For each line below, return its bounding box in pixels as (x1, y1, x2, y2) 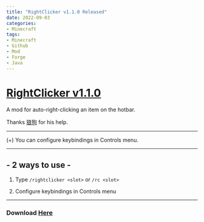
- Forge (6, 54, 26, 60)
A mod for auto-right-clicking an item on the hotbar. (6, 106, 135, 113)
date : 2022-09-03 (6, 15, 50, 21)
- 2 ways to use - (6, 159, 71, 170)
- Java (6, 60, 23, 66)
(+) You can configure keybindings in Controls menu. (6, 136, 138, 144)
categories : (6, 20, 36, 26)
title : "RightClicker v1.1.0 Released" (6, 9, 107, 15)
